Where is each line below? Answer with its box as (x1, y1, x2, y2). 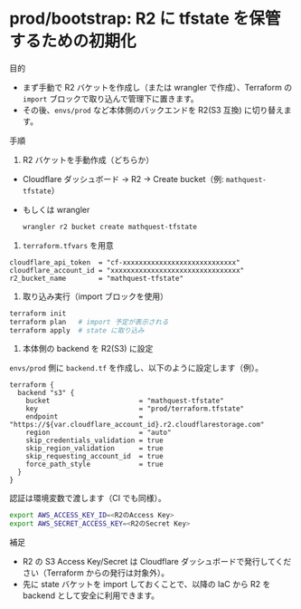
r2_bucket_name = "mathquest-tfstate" (9, 274, 183, 283)
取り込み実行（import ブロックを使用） (22, 291, 169, 302)
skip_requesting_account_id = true (25, 452, 165, 461)
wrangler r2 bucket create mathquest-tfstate (22, 222, 197, 231)
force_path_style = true (25, 459, 165, 469)
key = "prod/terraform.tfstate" (25, 404, 245, 413)
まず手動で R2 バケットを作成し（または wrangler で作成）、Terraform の (22, 82, 292, 92)
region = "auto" (25, 428, 172, 438)
